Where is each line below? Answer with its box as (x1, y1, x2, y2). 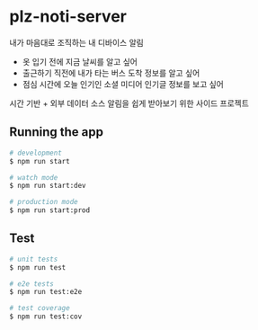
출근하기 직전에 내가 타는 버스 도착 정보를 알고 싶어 (22, 67, 200, 78)
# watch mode (9, 173, 58, 182)
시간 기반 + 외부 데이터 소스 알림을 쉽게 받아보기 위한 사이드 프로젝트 (9, 97, 250, 109)
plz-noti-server (9, 6, 128, 27)
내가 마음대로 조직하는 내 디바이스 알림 (9, 37, 144, 48)
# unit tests (9, 254, 58, 263)
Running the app (9, 124, 103, 140)
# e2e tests (9, 279, 54, 289)
